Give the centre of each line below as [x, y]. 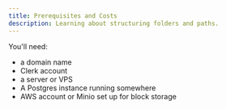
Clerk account [44, 70]
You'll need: [28, 46]
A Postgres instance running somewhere [88, 88]
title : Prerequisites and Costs [63, 16]
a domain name [46, 62]
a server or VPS [46, 79]
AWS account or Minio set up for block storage [98, 96]
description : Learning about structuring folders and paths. [114, 23]
